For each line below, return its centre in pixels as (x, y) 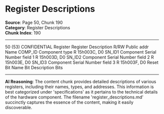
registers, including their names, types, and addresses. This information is (80, 87)
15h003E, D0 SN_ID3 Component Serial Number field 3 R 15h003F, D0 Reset (82, 62)
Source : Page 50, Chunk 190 (34, 22)
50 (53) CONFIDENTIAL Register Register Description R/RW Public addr (77, 47)
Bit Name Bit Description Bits (34, 67)
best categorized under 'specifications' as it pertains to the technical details (81, 92)
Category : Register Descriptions (38, 27)
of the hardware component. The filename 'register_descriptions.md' (74, 97)
